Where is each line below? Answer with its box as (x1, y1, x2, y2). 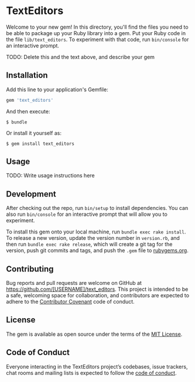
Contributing (6, 264, 54, 274)
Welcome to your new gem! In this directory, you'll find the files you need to (6, 23, 189, 30)
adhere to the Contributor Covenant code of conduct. (6, 298, 135, 305)
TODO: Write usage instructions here (6, 172, 95, 179)
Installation (6, 70, 48, 80)
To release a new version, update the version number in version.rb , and (6, 235, 180, 242)
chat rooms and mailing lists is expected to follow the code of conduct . (6, 369, 177, 376)
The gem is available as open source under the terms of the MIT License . (6, 331, 183, 338)
